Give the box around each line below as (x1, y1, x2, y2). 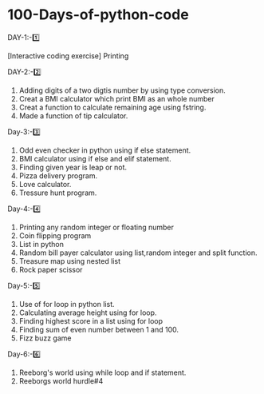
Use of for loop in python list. (18, 299, 115, 308)
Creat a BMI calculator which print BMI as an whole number (18, 94, 215, 103)
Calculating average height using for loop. (18, 308, 157, 317)
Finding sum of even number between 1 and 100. (18, 324, 179, 334)
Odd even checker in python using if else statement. (18, 145, 191, 155)
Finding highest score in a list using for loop (18, 316, 164, 325)
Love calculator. (18, 179, 72, 189)
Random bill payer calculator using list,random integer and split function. (18, 248, 258, 257)
